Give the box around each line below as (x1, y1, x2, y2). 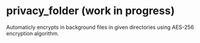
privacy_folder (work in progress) (6, 4, 175, 18)
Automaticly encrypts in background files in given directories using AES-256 (6, 24, 194, 31)
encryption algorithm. (6, 29, 60, 37)
